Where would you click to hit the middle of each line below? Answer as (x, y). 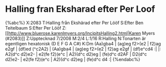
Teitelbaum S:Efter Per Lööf (33, 28)
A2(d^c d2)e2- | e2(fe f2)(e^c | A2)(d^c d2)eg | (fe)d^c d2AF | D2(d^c (76, 54)
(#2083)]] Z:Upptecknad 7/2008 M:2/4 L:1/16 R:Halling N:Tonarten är (76, 38)
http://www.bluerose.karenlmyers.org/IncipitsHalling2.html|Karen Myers (82, 33)
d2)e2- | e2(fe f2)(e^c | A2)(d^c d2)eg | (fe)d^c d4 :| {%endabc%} (73, 59)
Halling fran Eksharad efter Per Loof (80, 9)
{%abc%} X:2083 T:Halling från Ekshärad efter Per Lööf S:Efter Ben (74, 23)
